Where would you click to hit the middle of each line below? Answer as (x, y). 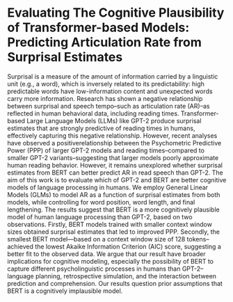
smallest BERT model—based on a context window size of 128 (96, 239)
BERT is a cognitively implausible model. (65, 291)
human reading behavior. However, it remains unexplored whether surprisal (115, 165)
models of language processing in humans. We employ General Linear (108, 187)
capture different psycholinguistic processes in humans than (94, 269)
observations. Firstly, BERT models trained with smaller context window (110, 224)
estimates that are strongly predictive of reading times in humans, (101, 128)
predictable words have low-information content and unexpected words (110, 91)
